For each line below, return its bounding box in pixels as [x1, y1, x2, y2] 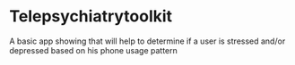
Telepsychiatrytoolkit [9, 6, 173, 27]
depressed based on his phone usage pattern [9, 45, 178, 55]
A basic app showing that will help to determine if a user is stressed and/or [9, 36, 286, 46]
